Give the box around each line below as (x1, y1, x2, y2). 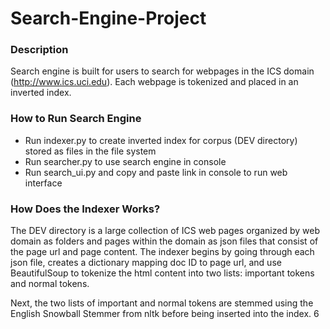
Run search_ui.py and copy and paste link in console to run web (24, 166, 288, 178)
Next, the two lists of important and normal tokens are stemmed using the (10, 297, 314, 309)
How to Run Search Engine (10, 112, 142, 126)
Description (10, 43, 69, 57)
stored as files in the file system (24, 145, 157, 157)
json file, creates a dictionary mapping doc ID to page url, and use (10, 257, 282, 269)
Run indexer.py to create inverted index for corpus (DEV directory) (24, 134, 298, 146)
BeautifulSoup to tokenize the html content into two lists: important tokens (10, 267, 315, 279)
